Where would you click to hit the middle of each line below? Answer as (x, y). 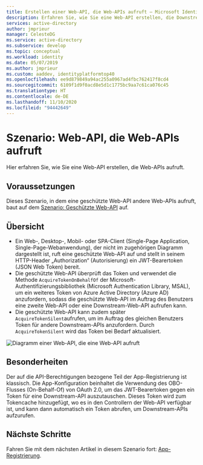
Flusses (16, 389)
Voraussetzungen (41, 186)
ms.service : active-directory (44, 40)
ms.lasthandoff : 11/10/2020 (42, 102)
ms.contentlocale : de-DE (37, 96)
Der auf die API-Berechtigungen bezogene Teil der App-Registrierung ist (97, 376)
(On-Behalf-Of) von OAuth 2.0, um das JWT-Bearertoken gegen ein (111, 389)
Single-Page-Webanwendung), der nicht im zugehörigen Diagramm (99, 248)
